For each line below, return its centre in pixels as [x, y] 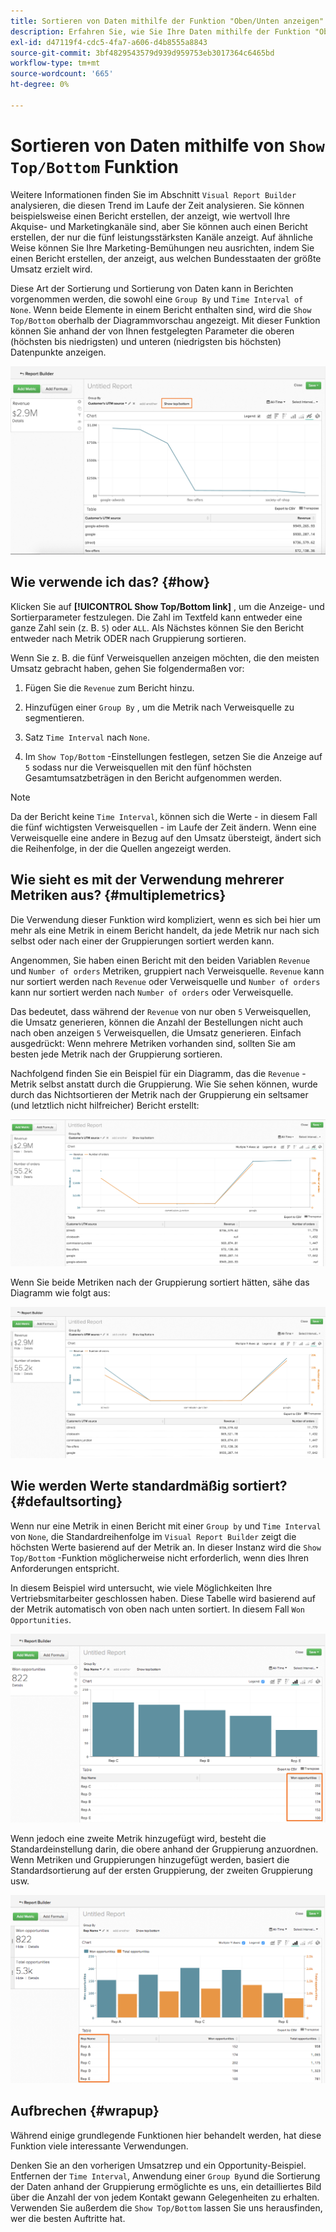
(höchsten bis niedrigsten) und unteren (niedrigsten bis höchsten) [146, 341]
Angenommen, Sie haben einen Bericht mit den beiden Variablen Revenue [160, 960]
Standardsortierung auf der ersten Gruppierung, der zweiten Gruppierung [161, 1871]
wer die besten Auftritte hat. [68, 2218]
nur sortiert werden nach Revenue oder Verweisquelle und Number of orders [165, 981]
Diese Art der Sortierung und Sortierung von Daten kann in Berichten [152, 288]
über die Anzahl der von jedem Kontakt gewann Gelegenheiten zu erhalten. [165, 2197]
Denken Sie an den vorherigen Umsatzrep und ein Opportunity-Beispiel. [158, 2165]
